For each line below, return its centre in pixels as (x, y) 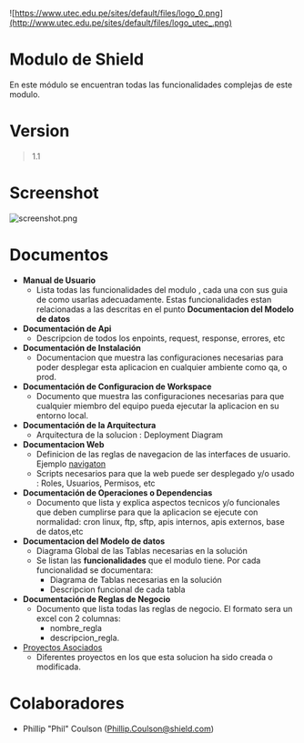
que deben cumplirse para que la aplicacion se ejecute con (147, 512)
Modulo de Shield (76, 60)
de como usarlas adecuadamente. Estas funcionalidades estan (154, 299)
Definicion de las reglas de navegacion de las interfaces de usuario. (163, 454)
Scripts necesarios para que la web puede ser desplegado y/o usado (165, 473)
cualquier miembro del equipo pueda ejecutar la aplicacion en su (157, 406)
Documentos (59, 255)
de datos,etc (60, 531)
